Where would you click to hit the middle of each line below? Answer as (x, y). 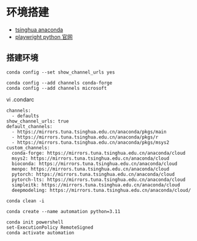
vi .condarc (20, 99)
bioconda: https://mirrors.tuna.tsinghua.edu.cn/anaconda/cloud (95, 164)
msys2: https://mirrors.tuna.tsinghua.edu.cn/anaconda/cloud (91, 158)
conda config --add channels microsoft (57, 88)
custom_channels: (28, 148)
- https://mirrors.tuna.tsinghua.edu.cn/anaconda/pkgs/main (89, 132)
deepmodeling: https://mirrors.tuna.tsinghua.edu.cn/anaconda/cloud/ (101, 190)
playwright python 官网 (44, 36)
